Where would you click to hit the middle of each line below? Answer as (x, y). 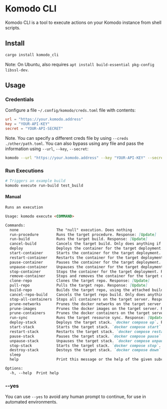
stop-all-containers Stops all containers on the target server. (80, 299)
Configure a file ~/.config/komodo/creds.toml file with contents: (70, 110)
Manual (13, 197)
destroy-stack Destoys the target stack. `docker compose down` (85, 350)
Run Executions (24, 171)
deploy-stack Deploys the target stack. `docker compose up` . (84, 322)
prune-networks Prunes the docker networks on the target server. (86, 304)
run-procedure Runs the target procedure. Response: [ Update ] (83, 234)
